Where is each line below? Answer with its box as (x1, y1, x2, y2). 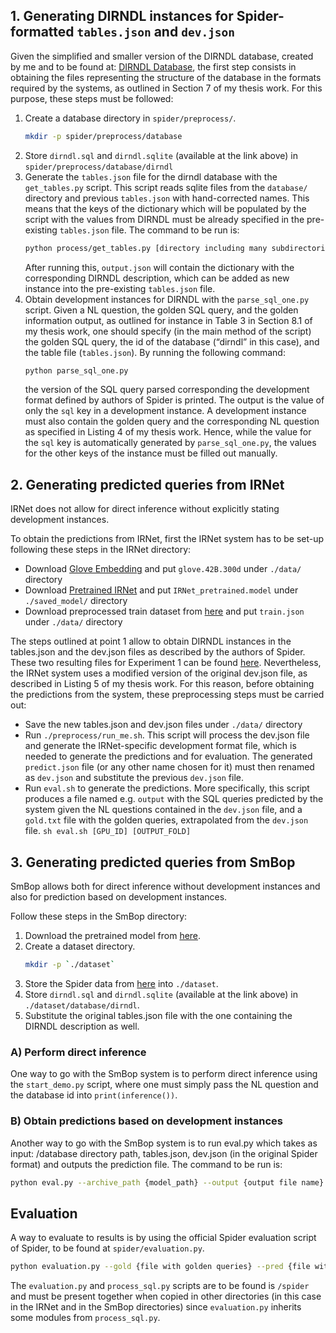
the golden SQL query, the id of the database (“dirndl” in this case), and (24, 335, 320, 348)
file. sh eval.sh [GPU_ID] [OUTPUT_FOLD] (24, 825, 192, 837)
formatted (10, 24, 75, 41)
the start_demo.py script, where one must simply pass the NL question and (10, 1079, 319, 1091)
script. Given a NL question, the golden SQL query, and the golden (24, 304, 299, 316)
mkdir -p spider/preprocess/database (24, 131, 183, 141)
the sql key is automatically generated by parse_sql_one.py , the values (24, 437, 317, 449)
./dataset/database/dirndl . (24, 999, 140, 1011)
